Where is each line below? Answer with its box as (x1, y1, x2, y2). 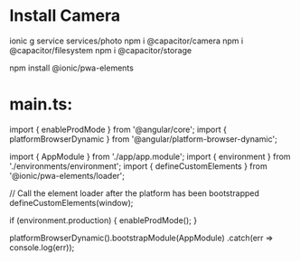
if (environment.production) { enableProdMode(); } (9, 214, 197, 226)
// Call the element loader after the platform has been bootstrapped (9, 187, 260, 199)
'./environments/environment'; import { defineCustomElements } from (9, 160, 268, 172)
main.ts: (9, 94, 73, 115)
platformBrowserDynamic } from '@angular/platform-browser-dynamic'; (9, 133, 277, 145)
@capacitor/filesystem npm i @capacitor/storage (9, 44, 192, 55)
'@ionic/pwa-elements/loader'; (9, 170, 125, 181)
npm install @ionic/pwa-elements (9, 62, 134, 73)
